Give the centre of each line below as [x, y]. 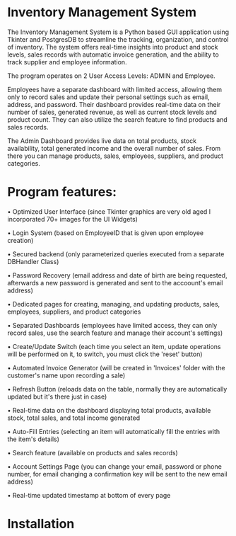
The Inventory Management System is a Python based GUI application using [118, 32]
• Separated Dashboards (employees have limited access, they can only [112, 325]
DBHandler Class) [33, 261]
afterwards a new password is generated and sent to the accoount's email [115, 283]
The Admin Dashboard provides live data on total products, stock [102, 141]
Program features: [62, 192]
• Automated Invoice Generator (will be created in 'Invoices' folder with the [116, 367]
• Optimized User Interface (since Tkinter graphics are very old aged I [109, 211]
